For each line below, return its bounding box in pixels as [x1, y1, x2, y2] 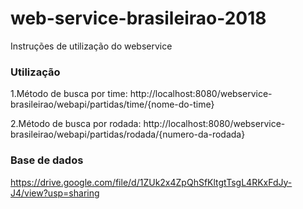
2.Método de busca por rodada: [10, 118, 142, 130]
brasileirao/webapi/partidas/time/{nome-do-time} [10, 98, 215, 111]
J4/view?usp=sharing [10, 187, 100, 199]
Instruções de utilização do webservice [10, 40, 173, 52]
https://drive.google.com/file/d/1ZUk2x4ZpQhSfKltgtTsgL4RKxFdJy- [10, 176, 293, 188]
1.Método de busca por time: [10, 88, 128, 100]
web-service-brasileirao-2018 [10, 7, 267, 30]
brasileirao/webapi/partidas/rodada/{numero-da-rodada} [10, 128, 246, 141]
